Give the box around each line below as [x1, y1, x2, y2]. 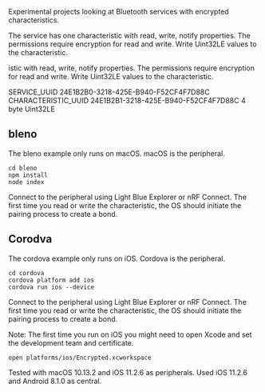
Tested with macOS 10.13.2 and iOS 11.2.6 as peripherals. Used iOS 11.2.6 [8, 367, 247, 377]
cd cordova [8, 269, 45, 277]
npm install [8, 171, 48, 179]
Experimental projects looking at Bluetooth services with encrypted [8, 7, 229, 16]
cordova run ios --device [8, 283, 94, 291]
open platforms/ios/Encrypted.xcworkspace [8, 354, 152, 362]
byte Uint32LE [8, 104, 56, 114]
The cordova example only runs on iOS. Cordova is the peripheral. [8, 254, 226, 263]
